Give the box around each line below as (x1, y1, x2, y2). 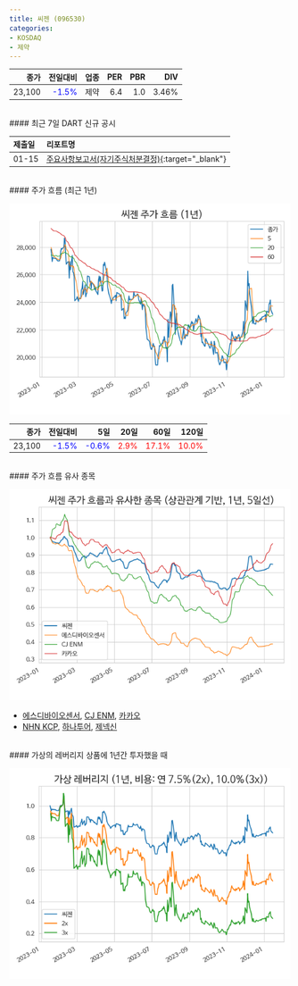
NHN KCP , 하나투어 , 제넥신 (21, 722, 118, 731)
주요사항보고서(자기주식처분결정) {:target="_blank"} (46, 154, 227, 164)
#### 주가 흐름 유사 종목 (9, 471, 96, 481)
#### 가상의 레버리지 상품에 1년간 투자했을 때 (9, 750, 168, 760)
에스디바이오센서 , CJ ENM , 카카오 (21, 710, 141, 721)
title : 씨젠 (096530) (9, 14, 87, 23)
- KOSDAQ (9, 33, 42, 42)
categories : (9, 23, 54, 33)
